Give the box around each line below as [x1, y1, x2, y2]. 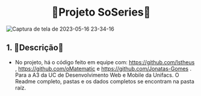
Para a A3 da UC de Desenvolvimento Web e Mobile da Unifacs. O [14, 71, 179, 79]
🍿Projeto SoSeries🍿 [51, 5, 151, 19]
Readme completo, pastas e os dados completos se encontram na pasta [14, 77, 194, 85]
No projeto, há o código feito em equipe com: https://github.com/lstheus [14, 58, 195, 65]
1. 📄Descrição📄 [6, 43, 64, 53]
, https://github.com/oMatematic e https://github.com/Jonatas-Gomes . [14, 65, 191, 72]
